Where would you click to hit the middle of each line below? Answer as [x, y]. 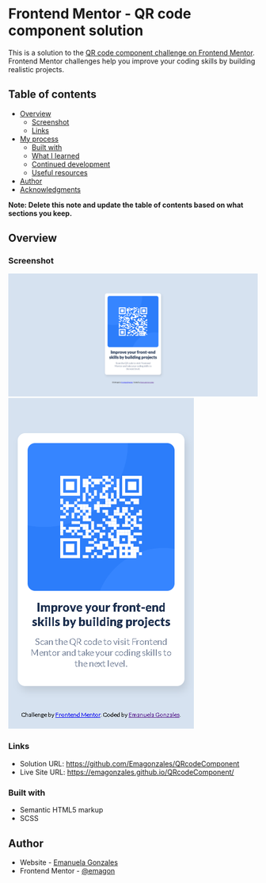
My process [39, 139]
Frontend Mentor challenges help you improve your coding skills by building [132, 61]
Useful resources [60, 172]
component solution [76, 31]
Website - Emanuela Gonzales [69, 862]
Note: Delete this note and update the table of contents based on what [126, 205]
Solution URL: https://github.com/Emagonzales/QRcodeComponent [129, 763]
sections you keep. [40, 213]
